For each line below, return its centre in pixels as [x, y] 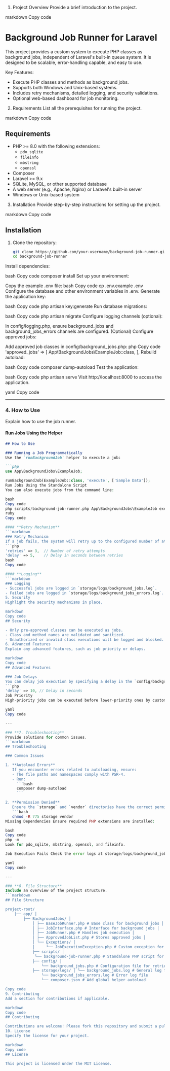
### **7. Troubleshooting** [35, 733]
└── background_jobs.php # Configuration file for [96, 966]
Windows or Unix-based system [46, 194]
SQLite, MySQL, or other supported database [60, 184]
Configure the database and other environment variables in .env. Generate [83, 291]
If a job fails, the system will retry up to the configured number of [82, 541]
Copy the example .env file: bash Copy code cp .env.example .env [74, 286]
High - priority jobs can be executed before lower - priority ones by [78, 700]
